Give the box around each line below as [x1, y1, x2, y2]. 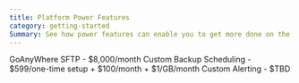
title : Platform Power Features [9, 12, 130, 22]
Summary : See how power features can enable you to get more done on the [9, 29, 291, 38]
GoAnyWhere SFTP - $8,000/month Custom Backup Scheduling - [9, 54, 252, 65]
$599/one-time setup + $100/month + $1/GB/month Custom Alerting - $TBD [9, 63, 291, 74]
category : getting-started [9, 21, 110, 30]
